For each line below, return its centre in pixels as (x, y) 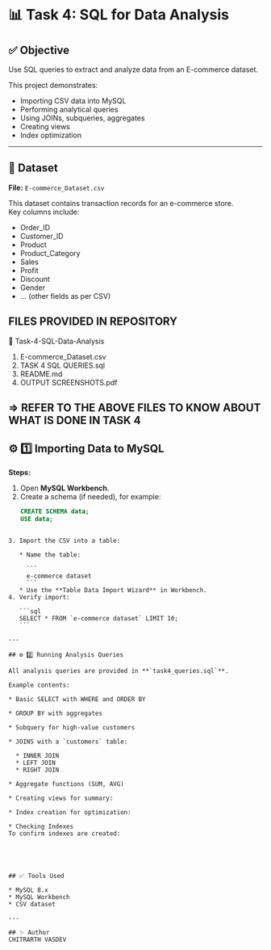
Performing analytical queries (69, 109)
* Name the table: (50, 555)
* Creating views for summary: (61, 798)
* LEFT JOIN (36, 763)
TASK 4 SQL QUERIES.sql (63, 365)
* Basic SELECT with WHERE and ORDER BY (77, 699)
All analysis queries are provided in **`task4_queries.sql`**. (119, 670)
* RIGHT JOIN (38, 770)
